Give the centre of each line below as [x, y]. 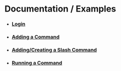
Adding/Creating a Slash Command [54, 50]
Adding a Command [35, 37]
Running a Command [37, 63]
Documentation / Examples [60, 9]
